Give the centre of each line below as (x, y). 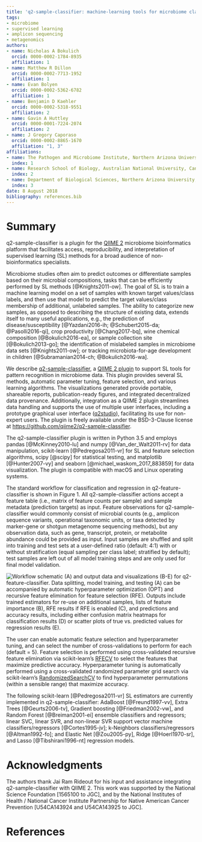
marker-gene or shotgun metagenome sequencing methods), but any (92, 526)
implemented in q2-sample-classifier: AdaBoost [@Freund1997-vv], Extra (97, 702)
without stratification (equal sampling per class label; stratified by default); (98, 552)
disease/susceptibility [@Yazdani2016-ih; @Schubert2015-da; (83, 325)
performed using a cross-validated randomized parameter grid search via (97, 672)
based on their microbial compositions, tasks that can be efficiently (89, 280)
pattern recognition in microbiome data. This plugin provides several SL (95, 375)
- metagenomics (25, 40)
